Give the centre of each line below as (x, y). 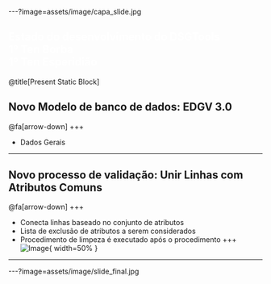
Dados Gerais (43, 142)
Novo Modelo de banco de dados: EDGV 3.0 (120, 107)
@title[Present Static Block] (54, 81)
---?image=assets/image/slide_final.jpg (74, 271)
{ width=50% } (73, 248)
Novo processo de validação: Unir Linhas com (126, 175)
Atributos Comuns (56, 188)
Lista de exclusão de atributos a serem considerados (108, 231)
